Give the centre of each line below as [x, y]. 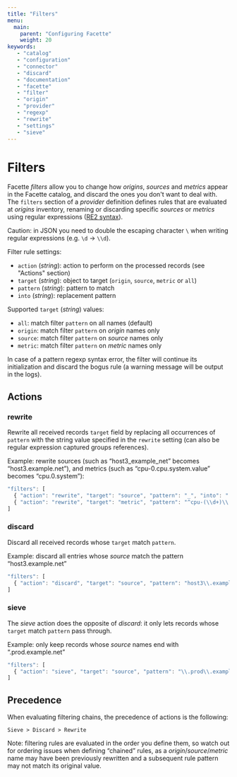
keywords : [22, 47]
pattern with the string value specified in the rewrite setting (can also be [114, 440]
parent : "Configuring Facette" [66, 34]
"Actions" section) [44, 273]
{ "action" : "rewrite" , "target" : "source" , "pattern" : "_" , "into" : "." [124, 495]
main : [22, 27]
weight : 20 [36, 40]
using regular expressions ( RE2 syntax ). [65, 217]
